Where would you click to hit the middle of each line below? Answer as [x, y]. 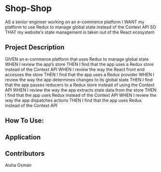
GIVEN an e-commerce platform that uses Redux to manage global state [77, 59]
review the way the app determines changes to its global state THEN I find [79, 79]
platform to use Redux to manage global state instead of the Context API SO [80, 27]
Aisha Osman [18, 165]
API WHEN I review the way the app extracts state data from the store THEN [81, 90]
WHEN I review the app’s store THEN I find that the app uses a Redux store [79, 64]
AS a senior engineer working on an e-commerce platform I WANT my [75, 22]
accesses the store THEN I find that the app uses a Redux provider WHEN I [80, 74]
